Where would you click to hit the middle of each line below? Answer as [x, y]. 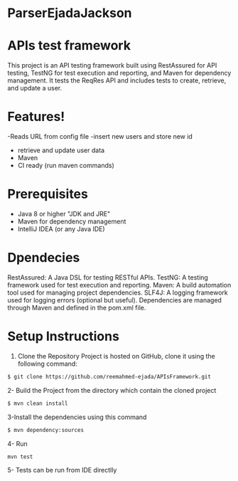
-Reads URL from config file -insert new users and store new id [100, 137]
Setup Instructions [63, 337]
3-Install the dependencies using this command [77, 417]
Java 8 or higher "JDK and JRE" [64, 214]
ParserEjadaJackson [70, 13]
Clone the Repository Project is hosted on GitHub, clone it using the [116, 356]
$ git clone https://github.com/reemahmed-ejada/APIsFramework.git [109, 376]
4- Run [17, 443]
